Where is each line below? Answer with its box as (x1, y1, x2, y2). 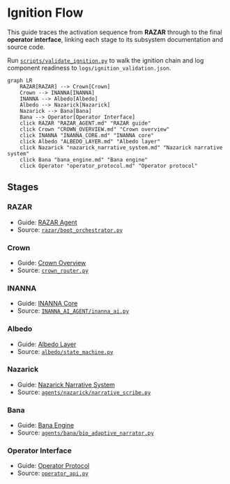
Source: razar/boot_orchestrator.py (17, 225, 123, 234)
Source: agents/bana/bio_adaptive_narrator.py (17, 428, 155, 437)
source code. (7, 42, 45, 51)
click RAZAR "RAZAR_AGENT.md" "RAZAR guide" (20, 120, 151, 127)
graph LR (7, 77, 33, 84)
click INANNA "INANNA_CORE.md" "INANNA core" (20, 132, 155, 139)
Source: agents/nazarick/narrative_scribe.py (17, 388, 151, 396)
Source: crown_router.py (17, 266, 89, 274)
